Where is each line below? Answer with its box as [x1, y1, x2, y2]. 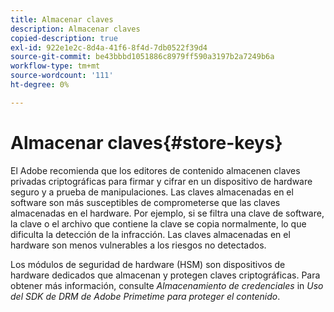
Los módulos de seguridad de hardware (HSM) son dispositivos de [10, 258, 286, 270]
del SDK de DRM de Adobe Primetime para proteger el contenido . [10, 290, 281, 302]
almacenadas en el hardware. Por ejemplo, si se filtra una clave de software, [10, 207, 325, 219]
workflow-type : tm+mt [10, 61, 101, 71]
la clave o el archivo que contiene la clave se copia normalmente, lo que [10, 217, 307, 230]
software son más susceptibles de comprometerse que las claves [10, 196, 281, 208]
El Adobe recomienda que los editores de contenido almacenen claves [10, 164, 301, 176]
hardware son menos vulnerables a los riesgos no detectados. [10, 239, 267, 251]
